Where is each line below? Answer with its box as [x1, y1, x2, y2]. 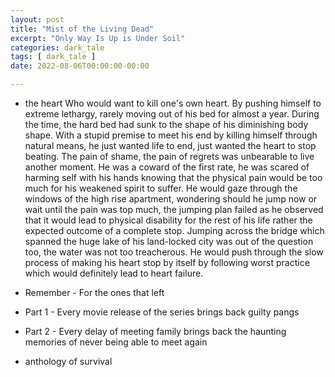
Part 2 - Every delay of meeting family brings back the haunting [24, 326, 287, 337]
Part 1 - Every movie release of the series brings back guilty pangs [24, 306, 300, 318]
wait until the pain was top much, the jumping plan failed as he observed [24, 204, 324, 215]
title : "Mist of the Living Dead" [10, 24, 155, 34]
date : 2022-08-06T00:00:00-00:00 [10, 61, 150, 71]
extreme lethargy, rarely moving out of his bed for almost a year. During [24, 108, 320, 120]
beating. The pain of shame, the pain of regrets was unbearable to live [24, 151, 315, 162]
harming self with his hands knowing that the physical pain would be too [24, 172, 323, 183]
